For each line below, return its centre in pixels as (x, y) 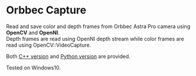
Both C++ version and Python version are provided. (68, 56)
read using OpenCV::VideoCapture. (49, 45)
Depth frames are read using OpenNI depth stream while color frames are (95, 39)
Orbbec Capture (46, 10)
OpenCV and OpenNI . (33, 32)
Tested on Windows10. (33, 67)
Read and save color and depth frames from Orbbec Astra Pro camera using (98, 26)
